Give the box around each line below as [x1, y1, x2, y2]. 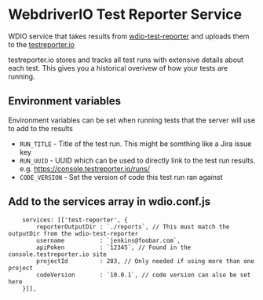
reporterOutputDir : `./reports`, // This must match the [36, 222, 230, 231]
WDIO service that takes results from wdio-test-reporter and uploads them [8, 31, 250, 41]
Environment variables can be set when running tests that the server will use [8, 115, 256, 125]
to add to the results [8, 123, 73, 133]
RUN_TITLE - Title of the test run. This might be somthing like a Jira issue [19, 139, 252, 148]
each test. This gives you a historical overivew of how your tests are [8, 63, 228, 72]
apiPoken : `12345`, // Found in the [36, 243, 192, 251]
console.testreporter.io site [8, 250, 108, 258]
